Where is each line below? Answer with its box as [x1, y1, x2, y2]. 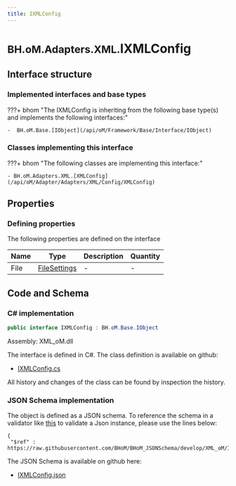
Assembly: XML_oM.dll [7, 337, 74, 345]
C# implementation [7, 308, 74, 318]
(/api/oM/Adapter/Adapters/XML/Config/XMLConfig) [7, 179, 156, 186]
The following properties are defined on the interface [7, 235, 161, 243]
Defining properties [7, 219, 76, 229]
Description [83, 251, 124, 261]
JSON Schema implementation [7, 395, 114, 405]
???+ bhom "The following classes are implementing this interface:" [7, 159, 203, 167]
